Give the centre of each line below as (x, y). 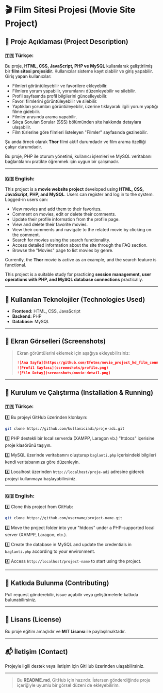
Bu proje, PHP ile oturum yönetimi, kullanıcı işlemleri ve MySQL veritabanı (78, 156)
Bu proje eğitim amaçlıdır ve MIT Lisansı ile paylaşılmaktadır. (65, 631)
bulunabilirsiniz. (21, 600)
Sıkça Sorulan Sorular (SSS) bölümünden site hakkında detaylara (77, 122)
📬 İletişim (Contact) (36, 652)
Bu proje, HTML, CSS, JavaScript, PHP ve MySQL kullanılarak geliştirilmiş (79, 66)
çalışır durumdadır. (24, 146)
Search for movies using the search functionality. (61, 240)
